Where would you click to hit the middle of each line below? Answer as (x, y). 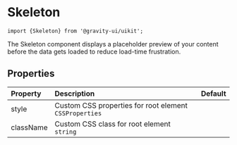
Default (213, 94)
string (66, 132)
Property (26, 94)
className (29, 127)
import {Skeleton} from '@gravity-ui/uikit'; (75, 31)
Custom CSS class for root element (113, 124)
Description (75, 94)
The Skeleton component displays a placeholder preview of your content (113, 44)
